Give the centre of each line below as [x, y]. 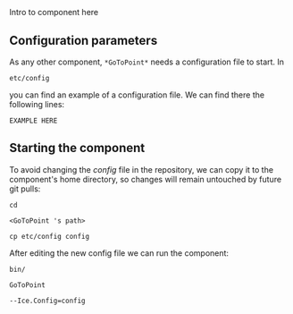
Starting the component [77, 148]
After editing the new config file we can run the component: [119, 253]
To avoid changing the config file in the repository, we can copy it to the [142, 169]
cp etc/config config [50, 236]
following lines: [37, 104]
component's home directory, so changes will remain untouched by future [146, 179]
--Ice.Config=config [48, 301]
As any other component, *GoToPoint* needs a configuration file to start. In [146, 62]
